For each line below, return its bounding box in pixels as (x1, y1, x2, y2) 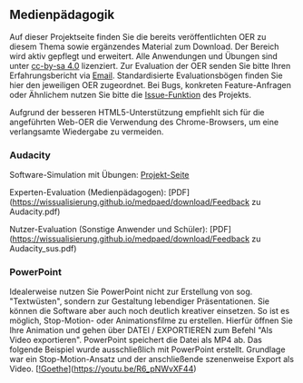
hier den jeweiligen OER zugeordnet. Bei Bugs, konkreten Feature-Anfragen (9, 79, 292, 90)
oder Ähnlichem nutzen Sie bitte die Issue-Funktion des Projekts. (9, 89, 252, 100)
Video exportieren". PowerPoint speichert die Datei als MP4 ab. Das (9, 335, 263, 346)
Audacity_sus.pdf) (9, 243, 77, 254)
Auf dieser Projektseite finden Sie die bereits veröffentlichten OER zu (9, 31, 267, 42)
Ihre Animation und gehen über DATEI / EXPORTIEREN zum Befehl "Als (9, 325, 273, 336)
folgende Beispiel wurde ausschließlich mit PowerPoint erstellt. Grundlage (9, 344, 286, 355)
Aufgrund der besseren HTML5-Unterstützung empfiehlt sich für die (9, 106, 265, 117)
